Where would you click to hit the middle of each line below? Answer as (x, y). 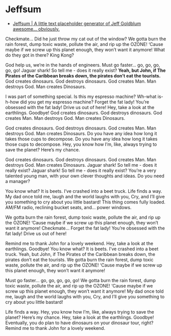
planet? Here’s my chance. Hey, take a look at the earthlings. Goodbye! (80, 317)
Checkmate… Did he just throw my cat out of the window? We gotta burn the (86, 39)
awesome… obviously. (36, 29)
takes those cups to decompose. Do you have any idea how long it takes (81, 139)
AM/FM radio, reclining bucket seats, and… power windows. (68, 207)
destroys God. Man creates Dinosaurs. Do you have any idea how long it (81, 133)
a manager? (18, 181)
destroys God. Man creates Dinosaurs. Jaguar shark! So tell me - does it (81, 165)
